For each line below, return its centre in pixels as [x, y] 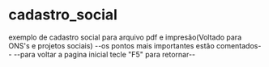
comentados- [239, 45]
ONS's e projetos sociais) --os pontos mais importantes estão [111, 45]
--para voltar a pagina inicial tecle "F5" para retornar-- [105, 54]
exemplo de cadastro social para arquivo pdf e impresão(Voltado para [125, 37]
